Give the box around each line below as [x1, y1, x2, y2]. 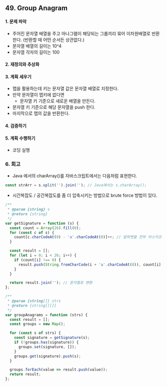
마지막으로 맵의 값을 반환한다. [12, 110, 70, 116]
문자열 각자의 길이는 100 [12, 49, 60, 55]
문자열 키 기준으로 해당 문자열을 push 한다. [12, 104, 96, 110]
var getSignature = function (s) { [5, 221, 79, 226]
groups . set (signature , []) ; [18, 344, 77, 349]
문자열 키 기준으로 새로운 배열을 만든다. [19, 98, 96, 104]
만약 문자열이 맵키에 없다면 [12, 92, 65, 98]
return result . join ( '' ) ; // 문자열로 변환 [9, 280, 93, 285]
